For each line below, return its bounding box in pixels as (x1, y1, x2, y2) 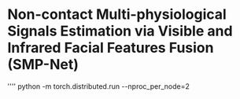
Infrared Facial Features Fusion (7, 39, 214, 57)
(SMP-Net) (7, 56, 79, 74)
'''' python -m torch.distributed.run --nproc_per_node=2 (7, 81, 190, 91)
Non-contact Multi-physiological (7, 5, 227, 24)
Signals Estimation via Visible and (7, 22, 233, 40)
